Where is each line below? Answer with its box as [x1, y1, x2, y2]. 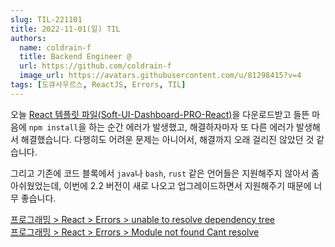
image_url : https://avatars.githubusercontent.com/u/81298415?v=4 [19, 71, 302, 81]
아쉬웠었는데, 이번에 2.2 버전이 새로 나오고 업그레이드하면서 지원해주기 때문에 [10, 179, 312, 191]
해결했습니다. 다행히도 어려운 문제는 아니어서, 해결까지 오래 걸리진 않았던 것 [20, 133, 315, 145]
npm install [28, 122, 79, 133]
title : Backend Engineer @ [19, 52, 132, 62]
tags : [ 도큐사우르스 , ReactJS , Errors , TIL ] [10, 80, 187, 90]
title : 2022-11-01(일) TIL [10, 24, 121, 34]
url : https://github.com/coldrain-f [19, 61, 172, 71]
